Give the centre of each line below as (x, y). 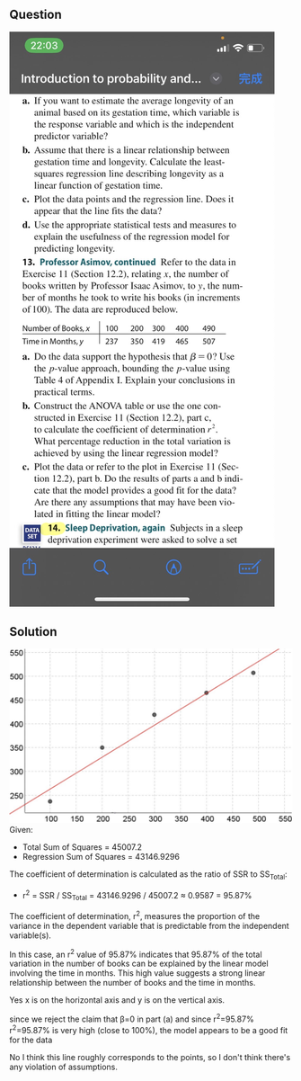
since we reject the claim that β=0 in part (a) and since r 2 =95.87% (132, 1018)
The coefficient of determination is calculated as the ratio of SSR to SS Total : (148, 875)
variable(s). (31, 935)
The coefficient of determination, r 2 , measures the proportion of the (135, 915)
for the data (31, 1040)
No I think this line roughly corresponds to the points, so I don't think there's (150, 1057)
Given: (21, 829)
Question (35, 15)
